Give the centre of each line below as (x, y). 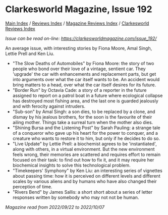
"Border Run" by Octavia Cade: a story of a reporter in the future (80, 90)
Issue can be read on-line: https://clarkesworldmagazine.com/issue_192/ (81, 38)
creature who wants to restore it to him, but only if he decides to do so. (86, 138)
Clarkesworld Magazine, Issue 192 (79, 9)
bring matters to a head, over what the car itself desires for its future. (84, 85)
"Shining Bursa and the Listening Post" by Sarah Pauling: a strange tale (86, 128)
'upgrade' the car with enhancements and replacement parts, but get (84, 74)
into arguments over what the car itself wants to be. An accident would (86, 79)
